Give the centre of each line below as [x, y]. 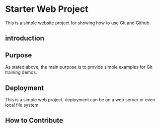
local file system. [22, 105]
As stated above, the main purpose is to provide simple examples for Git [79, 67]
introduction [25, 38]
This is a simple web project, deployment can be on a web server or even [80, 99]
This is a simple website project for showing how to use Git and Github [77, 23]
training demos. [21, 72]
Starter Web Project [47, 9]
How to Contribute [34, 120]
